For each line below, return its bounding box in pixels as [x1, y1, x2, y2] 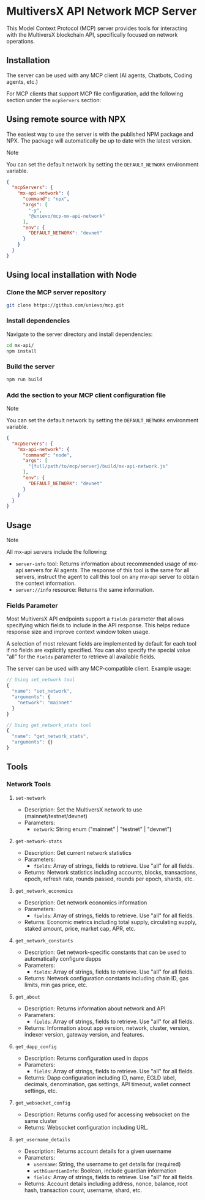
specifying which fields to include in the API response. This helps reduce [6, 622, 190, 629]
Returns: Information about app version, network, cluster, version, [24, 1024, 190, 1032]
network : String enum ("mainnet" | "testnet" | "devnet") [33, 825, 172, 833]
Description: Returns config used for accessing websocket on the [24, 1111, 190, 1118]
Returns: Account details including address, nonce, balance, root [24, 1180, 188, 1187]
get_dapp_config [15, 1043, 57, 1050]
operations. [6, 37, 35, 45]
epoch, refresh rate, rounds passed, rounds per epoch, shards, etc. [24, 875, 195, 882]
